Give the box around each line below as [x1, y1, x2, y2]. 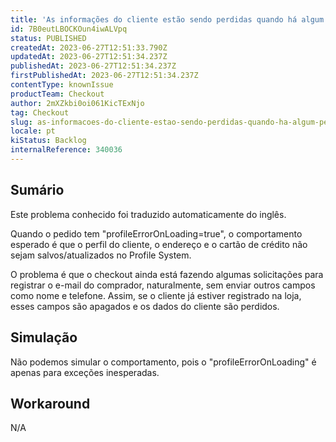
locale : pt [10, 126, 56, 136]
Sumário [10, 182, 65, 199]
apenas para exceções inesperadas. [10, 366, 160, 378]
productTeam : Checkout [10, 89, 105, 99]
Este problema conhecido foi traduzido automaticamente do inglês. [10, 208, 287, 220]
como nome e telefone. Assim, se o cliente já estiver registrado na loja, [10, 289, 302, 301]
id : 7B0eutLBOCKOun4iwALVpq [10, 24, 128, 34]
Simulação [10, 329, 78, 346]
